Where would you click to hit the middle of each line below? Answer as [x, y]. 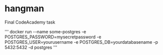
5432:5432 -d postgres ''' [31, 47]
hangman [25, 9]
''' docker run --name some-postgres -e [46, 31]
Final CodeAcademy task [30, 22]
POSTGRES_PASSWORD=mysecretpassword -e [53, 37]
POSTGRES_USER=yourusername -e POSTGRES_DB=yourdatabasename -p [81, 42]
